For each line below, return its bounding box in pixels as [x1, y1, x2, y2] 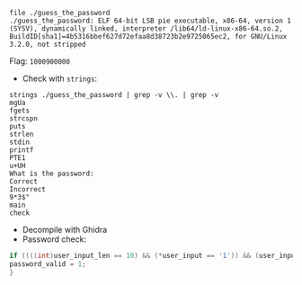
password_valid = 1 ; [9, 259, 87, 269]
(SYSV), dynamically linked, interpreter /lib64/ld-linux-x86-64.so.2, [9, 24, 283, 33]
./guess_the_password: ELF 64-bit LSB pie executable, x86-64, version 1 [9, 16, 292, 25]
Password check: [22, 234, 87, 245]
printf [9, 146, 34, 155]
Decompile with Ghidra [22, 225, 108, 235]
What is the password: [9, 169, 94, 178]
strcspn [9, 114, 39, 123]
